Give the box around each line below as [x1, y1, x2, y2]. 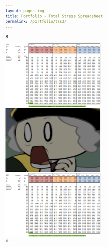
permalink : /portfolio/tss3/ [5, 19, 67, 24]
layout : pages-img [5, 8, 44, 13]
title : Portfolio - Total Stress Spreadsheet [5, 13, 103, 19]
